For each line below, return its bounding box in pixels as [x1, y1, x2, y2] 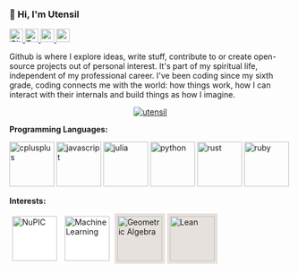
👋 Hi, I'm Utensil [9, 8, 80, 21]
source [9, 61, 36, 72]
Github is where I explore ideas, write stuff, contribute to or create [9, 51, 252, 62]
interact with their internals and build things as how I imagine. [9, 90, 235, 100]
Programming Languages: [9, 124, 108, 135]
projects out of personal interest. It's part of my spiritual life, [37, 61, 258, 72]
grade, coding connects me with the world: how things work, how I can [9, 80, 271, 90]
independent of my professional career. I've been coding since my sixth [9, 71, 274, 81]
